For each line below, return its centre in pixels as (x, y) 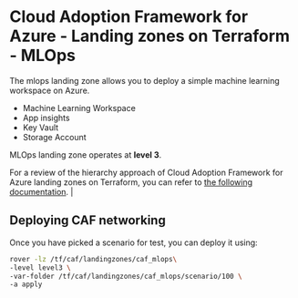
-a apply (26, 284)
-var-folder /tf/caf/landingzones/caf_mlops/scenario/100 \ (126, 276)
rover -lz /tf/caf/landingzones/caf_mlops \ (93, 259)
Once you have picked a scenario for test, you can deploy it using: (134, 242)
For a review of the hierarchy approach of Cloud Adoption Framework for (146, 172)
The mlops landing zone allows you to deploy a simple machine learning (144, 80)
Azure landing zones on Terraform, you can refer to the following (131, 182)
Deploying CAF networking (87, 221)
